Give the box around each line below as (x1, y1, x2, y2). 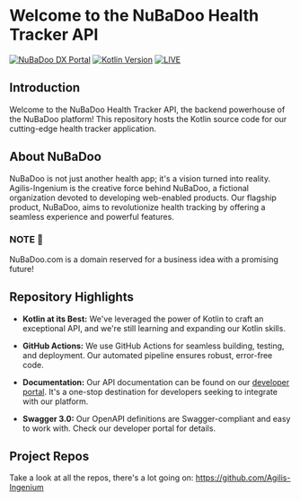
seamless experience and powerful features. (9, 211, 175, 222)
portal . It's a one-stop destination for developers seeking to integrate (22, 386, 278, 397)
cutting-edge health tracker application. (9, 123, 157, 134)
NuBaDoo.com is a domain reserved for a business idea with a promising (9, 253, 278, 265)
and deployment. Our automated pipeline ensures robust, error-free (22, 349, 273, 360)
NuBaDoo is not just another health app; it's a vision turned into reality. (9, 172, 271, 184)
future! (9, 263, 34, 274)
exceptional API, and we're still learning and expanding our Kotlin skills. (22, 322, 286, 333)
